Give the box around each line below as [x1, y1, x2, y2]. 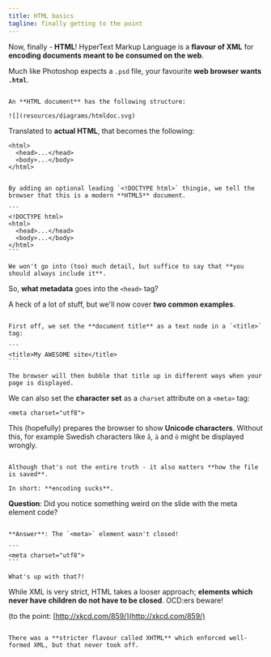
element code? [8, 507, 58, 517]
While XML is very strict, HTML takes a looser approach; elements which [8, 586, 253, 596]
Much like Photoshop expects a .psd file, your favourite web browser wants [8, 66, 262, 75]
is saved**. [8, 470, 49, 479]
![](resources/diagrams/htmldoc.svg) [8, 111, 136, 120]
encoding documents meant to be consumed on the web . [8, 50, 205, 60]
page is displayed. [8, 379, 74, 387]
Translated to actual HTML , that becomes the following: [8, 126, 195, 135]
